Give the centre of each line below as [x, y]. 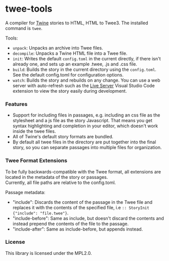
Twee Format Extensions [36, 161]
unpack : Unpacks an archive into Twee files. [58, 48]
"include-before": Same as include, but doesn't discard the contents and [88, 218]
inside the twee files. [34, 131]
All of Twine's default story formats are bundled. [63, 137]
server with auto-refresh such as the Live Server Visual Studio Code [84, 85]
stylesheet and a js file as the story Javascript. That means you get [82, 121]
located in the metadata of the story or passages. [57, 177]
